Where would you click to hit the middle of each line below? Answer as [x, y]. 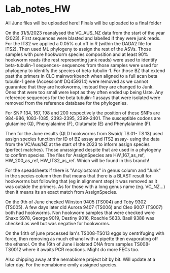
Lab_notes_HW [38, 9]
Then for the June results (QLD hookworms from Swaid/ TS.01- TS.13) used [84, 133]
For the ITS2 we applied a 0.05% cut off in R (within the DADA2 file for [79, 43]
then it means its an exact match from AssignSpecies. [61, 192]
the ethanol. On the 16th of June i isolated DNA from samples [69, 244]
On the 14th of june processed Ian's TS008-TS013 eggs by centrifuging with [85, 233]
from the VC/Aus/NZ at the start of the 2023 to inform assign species [77, 144]
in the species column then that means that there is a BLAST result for [78, 175]
